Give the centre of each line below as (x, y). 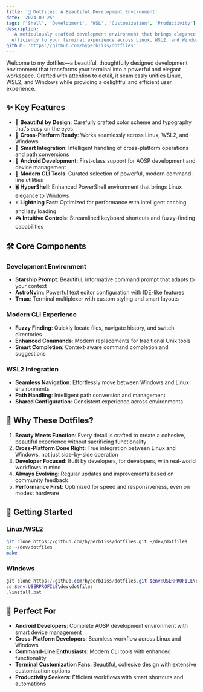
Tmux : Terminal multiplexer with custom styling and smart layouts (97, 299)
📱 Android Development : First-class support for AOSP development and (105, 160)
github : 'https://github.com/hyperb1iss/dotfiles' (71, 46)
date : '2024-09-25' (31, 18)
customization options (43, 671)
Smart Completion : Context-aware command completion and (92, 347)
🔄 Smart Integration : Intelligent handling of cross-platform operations (102, 148)
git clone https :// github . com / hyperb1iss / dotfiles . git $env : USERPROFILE (100, 581)
